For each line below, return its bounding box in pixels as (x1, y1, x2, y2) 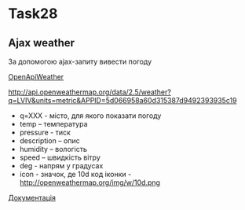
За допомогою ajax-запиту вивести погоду (8, 57, 152, 66)
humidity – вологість (19, 145, 88, 153)
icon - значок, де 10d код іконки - (19, 170, 132, 179)
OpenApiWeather (8, 72, 64, 81)
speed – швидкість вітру (19, 153, 101, 162)
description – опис (19, 136, 80, 146)
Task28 (8, 5, 58, 23)
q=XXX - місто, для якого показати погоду (19, 111, 162, 120)
